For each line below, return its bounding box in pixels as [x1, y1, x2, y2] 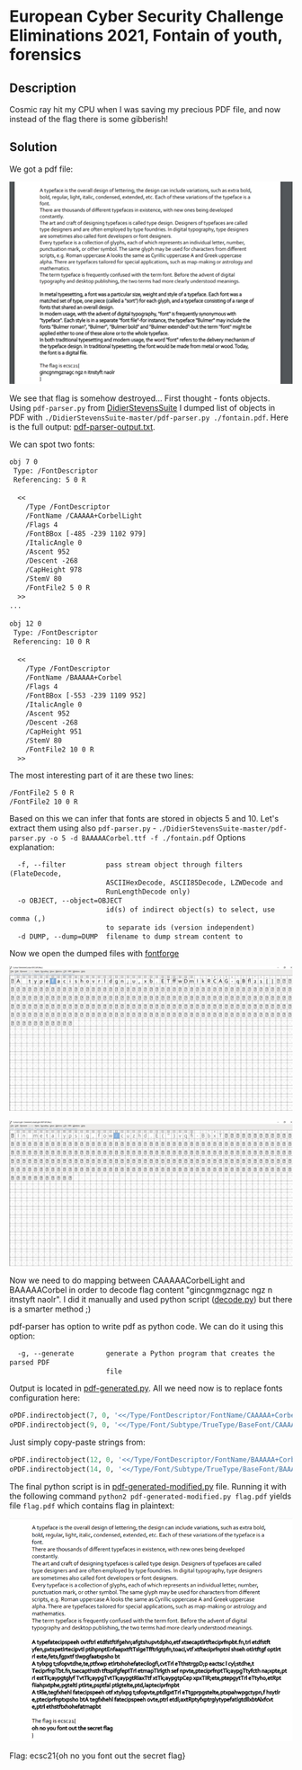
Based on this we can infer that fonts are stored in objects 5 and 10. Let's [9, 813, 280, 823]
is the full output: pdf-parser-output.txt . [9, 421, 155, 432]
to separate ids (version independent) [105, 923, 255, 932]
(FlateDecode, [9, 869, 63, 878]
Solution [9, 139, 58, 155]
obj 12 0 [9, 618, 42, 628]
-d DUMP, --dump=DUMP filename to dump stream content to [17, 932, 244, 941]
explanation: [9, 841, 56, 852]
